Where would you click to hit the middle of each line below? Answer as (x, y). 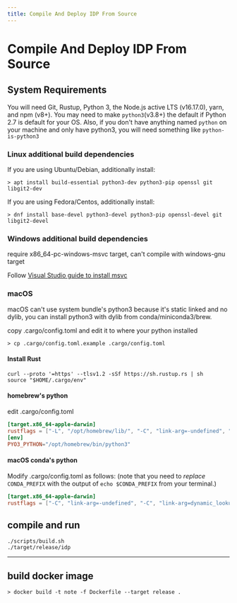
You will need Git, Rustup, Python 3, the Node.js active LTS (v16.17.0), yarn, (116, 107)
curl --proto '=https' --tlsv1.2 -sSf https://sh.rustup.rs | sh (105, 374)
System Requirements (57, 90)
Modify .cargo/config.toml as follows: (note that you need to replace (107, 476)
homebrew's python (38, 396)
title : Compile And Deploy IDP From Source (72, 14)
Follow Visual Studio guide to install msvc (67, 275)
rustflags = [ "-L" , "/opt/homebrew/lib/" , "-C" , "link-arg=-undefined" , (116, 431)
